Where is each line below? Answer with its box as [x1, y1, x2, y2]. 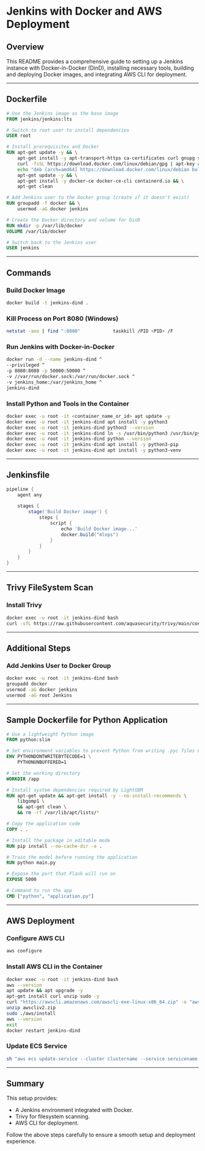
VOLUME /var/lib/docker [6, 228, 67, 235]
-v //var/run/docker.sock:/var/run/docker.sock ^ [6, 373, 135, 379]
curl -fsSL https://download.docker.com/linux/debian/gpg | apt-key [17, 161, 195, 167]
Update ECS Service [6, 1042, 68, 1050]
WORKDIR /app [6, 776, 40, 782]
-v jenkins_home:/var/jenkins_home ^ [6, 379, 103, 385]
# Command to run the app [6, 888, 72, 894]
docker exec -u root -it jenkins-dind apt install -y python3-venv [6, 447, 182, 453]
